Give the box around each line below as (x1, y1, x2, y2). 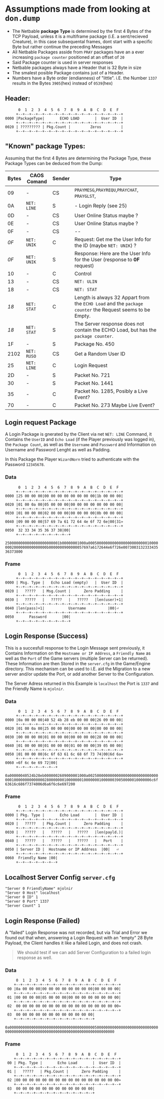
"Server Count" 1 (5, 903, 41, 909)
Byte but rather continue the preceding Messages (12, 44, 112, 49)
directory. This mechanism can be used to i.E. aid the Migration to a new (5, 666, 150, 672)
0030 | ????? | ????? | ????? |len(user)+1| (5, 597, 123, 602)
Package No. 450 (74, 340, 115, 347)
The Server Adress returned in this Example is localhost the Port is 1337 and (5, 680, 159, 686)
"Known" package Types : (5, 142, 85, 150)
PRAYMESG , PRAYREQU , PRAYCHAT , (74, 186, 139, 193)
